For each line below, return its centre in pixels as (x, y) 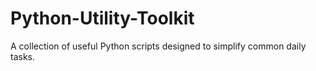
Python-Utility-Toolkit (102, 18)
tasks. (23, 56)
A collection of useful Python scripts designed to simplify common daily (158, 46)
